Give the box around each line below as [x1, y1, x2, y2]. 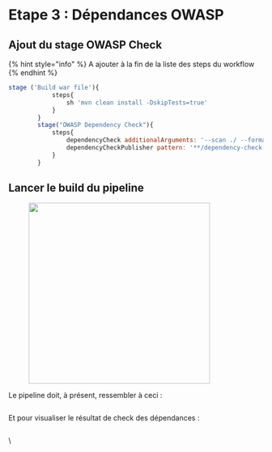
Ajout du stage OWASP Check [8, 38, 163, 52]
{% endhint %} [8, 68, 58, 78]
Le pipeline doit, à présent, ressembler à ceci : [8, 391, 163, 400]
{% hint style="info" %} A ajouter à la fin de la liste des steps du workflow [8, 59, 255, 69]
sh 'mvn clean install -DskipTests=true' [66, 99, 208, 107]
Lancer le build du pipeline [8, 181, 144, 195]
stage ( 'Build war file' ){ [8, 83, 100, 91]
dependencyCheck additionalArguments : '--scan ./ [66, 136, 237, 145]
